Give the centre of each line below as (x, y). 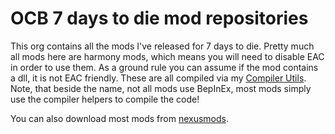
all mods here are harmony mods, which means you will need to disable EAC (167, 56)
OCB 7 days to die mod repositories (159, 18)
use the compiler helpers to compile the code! (105, 99)
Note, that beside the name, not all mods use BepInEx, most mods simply (161, 88)
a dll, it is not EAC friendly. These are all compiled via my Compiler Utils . (158, 78)
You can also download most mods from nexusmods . (120, 118)
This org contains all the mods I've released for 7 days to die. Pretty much (162, 46)
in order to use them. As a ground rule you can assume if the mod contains (164, 67)
